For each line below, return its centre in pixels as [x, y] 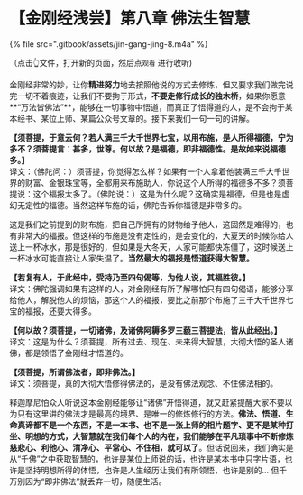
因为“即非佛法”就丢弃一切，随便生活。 [96, 481]
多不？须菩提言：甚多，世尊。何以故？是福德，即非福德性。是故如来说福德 [147, 149]
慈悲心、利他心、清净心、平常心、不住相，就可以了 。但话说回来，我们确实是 [151, 447]
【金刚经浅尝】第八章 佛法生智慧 [130, 18]
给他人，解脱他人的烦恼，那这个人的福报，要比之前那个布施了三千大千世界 [147, 299]
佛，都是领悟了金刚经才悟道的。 [69, 353]
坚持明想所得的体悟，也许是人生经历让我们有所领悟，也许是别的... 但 [152, 470]
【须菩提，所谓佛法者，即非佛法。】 [74, 371]
